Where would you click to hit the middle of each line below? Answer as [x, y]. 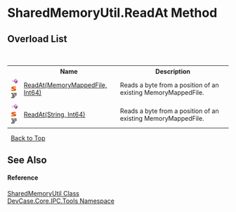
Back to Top [28, 138]
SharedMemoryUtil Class [43, 194]
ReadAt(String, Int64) [54, 114]
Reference [23, 178]
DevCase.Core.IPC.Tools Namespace [61, 201]
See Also [27, 160]
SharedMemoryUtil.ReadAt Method [112, 13]
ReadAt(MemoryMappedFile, [65, 85]
